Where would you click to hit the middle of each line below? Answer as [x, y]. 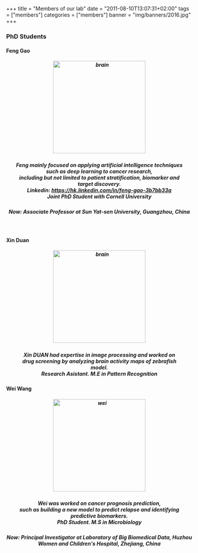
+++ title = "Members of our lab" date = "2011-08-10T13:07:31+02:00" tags [98, 9]
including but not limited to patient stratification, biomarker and [99, 178]
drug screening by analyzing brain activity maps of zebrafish [99, 361]
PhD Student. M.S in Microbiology [99, 522]
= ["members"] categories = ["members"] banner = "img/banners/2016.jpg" [98, 15]
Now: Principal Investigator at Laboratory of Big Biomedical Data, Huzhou [99, 537]
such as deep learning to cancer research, [99, 172]
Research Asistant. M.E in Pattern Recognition [99, 374]
